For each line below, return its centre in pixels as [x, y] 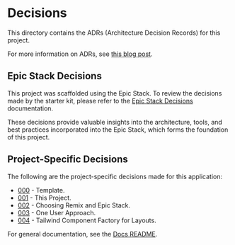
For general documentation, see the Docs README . [82, 234]
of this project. [29, 137]
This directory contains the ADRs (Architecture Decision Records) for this [114, 33]
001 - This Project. [45, 198]
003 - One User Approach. [57, 212]
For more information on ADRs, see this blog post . [80, 54]
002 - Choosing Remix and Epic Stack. [74, 205]
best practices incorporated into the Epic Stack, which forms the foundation [118, 130]
